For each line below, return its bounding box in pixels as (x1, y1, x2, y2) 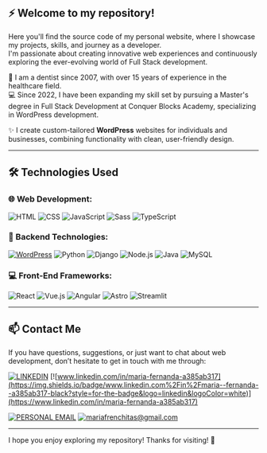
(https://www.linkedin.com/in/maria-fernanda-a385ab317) (8, 396, 199, 406)
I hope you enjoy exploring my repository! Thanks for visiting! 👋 (8, 435, 216, 444)
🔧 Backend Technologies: (8, 232, 109, 243)
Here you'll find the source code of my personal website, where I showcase (8, 31, 256, 41)
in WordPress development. (8, 110, 99, 119)
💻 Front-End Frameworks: (8, 270, 113, 281)
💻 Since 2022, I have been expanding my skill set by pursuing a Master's (8, 90, 249, 100)
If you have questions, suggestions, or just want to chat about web (8, 347, 226, 357)
